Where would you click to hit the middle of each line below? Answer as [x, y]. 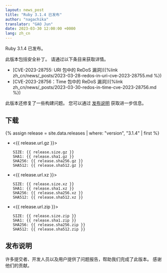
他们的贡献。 [18, 265]
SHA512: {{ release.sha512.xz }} [48, 197]
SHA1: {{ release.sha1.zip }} [45, 220]
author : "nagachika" [27, 19]
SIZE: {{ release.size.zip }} [45, 216]
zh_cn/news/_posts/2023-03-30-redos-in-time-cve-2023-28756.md [85, 87]
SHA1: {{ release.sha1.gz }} [43, 156]
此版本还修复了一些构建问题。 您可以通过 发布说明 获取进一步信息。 [76, 103]
